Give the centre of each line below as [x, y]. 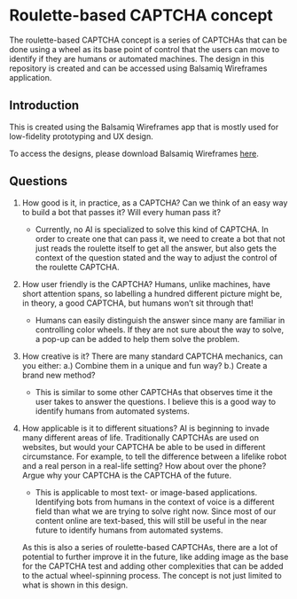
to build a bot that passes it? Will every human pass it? [121, 212]
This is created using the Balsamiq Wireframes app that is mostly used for [144, 127]
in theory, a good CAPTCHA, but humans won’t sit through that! [138, 303]
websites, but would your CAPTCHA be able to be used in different [144, 447]
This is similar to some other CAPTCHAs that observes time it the [154, 392]
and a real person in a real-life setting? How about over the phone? [144, 465]
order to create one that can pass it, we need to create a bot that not [160, 238]
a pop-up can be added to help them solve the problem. [137, 338]
